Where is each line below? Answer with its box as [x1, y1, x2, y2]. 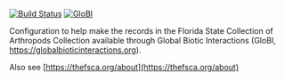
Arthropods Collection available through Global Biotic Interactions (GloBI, [9, 36, 276, 45]
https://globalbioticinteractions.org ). [9, 45, 142, 55]
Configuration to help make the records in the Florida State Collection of [9, 26, 273, 36]
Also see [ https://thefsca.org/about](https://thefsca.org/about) [9, 62, 240, 72]
